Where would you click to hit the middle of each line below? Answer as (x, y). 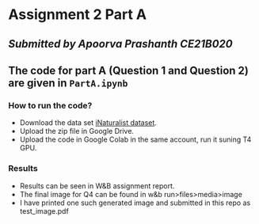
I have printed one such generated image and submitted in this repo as (135, 203)
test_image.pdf (44, 211)
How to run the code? (50, 105)
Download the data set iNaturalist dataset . (88, 123)
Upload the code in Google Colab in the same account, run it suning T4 (135, 139)
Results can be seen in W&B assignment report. (97, 186)
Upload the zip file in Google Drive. (77, 131)
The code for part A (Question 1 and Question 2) (129, 70)
